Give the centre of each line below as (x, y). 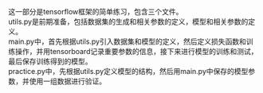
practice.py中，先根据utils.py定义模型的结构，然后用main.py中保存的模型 (128, 71)
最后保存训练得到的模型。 (50, 61)
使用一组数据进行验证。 (67, 81)
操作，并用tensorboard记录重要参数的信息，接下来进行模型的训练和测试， (136, 51)
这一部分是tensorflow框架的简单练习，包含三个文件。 (96, 12)
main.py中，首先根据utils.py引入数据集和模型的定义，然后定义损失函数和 (128, 41)
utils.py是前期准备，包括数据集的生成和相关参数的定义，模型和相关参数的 (128, 21)
